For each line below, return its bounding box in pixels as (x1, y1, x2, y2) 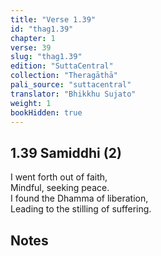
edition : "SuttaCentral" (10, 61, 114, 71)
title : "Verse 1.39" (10, 14, 97, 25)
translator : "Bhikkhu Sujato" (10, 89, 137, 99)
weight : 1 (10, 98, 52, 108)
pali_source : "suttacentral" (10, 80, 132, 90)
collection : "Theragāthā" (10, 71, 118, 81)
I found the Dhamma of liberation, (10, 192, 149, 205)
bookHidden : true (10, 107, 83, 118)
